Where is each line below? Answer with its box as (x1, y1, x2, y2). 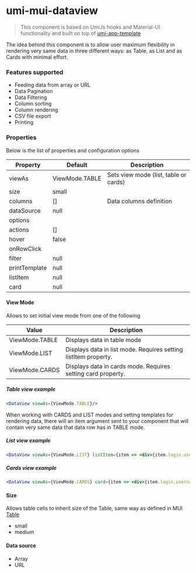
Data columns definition (107, 197, 172, 205)
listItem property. (65, 353, 113, 361)
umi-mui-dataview (6, 4, 98, 18)
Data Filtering (14, 94, 47, 101)
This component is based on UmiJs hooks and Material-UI (20, 23, 160, 30)
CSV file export (14, 112, 51, 120)
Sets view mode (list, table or (107, 170, 187, 179)
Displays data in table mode (65, 336, 142, 344)
